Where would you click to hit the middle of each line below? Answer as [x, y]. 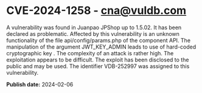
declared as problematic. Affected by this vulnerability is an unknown [93, 33]
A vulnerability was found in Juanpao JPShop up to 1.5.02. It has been [94, 27]
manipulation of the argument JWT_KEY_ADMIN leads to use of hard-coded [101, 47]
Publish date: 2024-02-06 [40, 84]
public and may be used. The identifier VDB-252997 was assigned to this [98, 66]
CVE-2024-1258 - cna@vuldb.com [96, 11]
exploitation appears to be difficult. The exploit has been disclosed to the [98, 60]
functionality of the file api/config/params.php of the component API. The [98, 40]
